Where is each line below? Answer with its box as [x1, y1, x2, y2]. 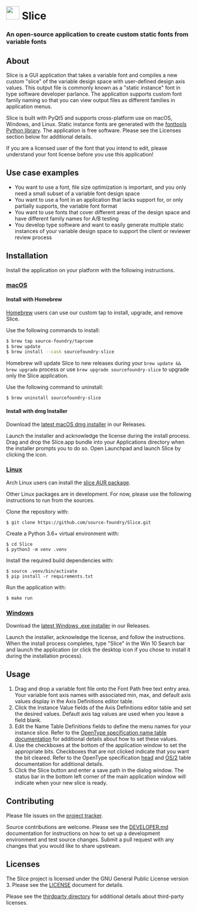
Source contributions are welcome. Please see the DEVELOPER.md [6, 823, 169, 830]
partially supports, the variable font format [14, 202, 118, 209]
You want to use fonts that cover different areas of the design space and [14, 208, 191, 215]
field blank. [14, 716, 42, 723]
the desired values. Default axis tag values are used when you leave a [14, 710, 184, 717]
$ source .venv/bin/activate [6, 568, 78, 574]
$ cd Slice [6, 541, 33, 547]
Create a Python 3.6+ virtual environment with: [6, 530, 119, 537]
